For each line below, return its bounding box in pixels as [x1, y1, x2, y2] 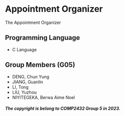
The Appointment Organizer [5, 19, 61, 25]
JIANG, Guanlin [12, 79, 43, 85]
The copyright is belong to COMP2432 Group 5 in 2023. [5, 106, 121, 112]
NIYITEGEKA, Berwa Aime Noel [12, 94, 75, 100]
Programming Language [5, 34, 81, 42]
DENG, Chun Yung [12, 74, 50, 79]
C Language [12, 46, 37, 52]
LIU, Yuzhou [12, 89, 37, 95]
